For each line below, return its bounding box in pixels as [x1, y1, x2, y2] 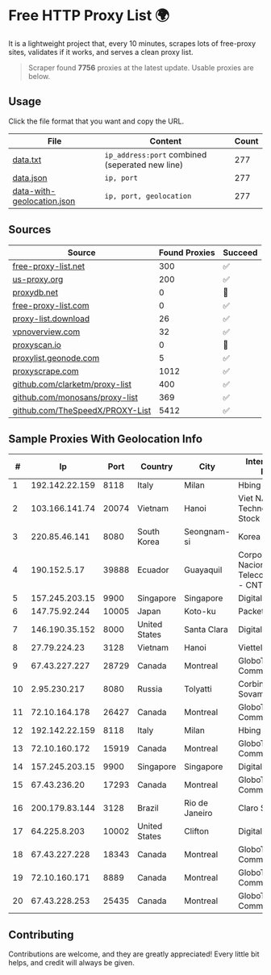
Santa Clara [184, 624, 228, 635]
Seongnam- [184, 526, 231, 538]
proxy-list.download [12, 312, 90, 324]
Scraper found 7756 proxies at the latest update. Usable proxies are [27, 62, 254, 73]
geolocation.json [12, 195, 76, 207]
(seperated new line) [104, 159, 184, 170]
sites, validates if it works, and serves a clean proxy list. [8, 47, 194, 56]
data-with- [12, 185, 56, 196]
